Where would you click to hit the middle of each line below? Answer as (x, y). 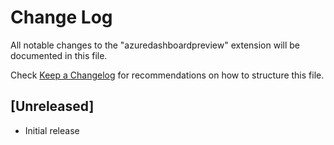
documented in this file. (59, 55)
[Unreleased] (52, 106)
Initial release (52, 130)
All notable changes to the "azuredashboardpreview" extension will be (155, 45)
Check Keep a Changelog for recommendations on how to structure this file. (167, 75)
